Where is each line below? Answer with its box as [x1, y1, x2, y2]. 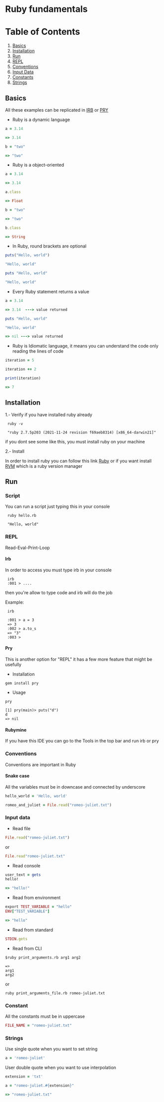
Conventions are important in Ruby [5, 761, 76, 767]
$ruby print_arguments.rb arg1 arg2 [5, 955, 81, 960]
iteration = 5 [5, 358, 35, 363]
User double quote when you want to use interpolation [5, 1064, 116, 1070]
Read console [12, 862, 41, 868]
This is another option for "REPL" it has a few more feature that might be [5, 656, 153, 663]
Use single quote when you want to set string [5, 1046, 98, 1052]
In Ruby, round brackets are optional [12, 243, 87, 249]
